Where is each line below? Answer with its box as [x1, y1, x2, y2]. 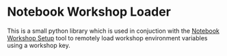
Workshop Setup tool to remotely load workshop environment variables [7, 33, 208, 42]
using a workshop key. [7, 41, 70, 49]
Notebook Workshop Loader [7, 4, 171, 20]
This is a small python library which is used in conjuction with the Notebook [7, 27, 220, 35]
